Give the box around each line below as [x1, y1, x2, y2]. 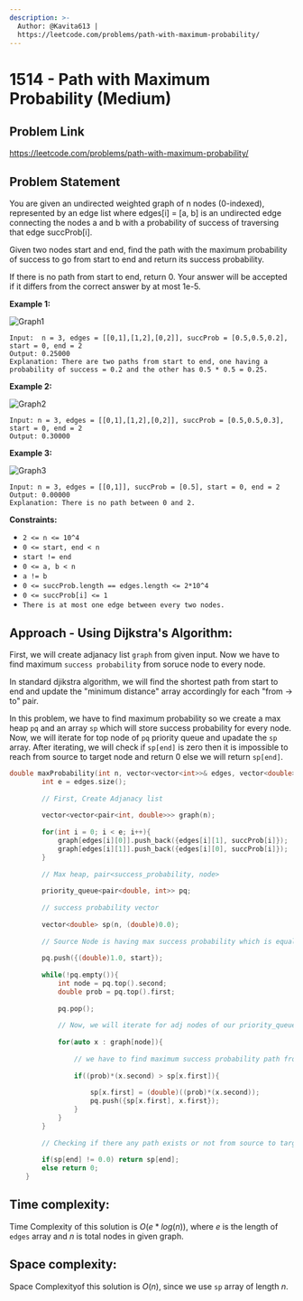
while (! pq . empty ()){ [41, 970, 119, 979]
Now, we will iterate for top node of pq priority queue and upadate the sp [9, 733, 278, 743]
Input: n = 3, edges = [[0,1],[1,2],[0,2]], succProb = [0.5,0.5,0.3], [9, 417, 284, 426]
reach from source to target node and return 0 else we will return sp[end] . [9, 752, 284, 762]
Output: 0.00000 [9, 491, 70, 500]
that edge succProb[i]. [9, 227, 93, 238]
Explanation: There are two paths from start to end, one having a [9, 358, 269, 367]
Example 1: [9, 299, 51, 310]
